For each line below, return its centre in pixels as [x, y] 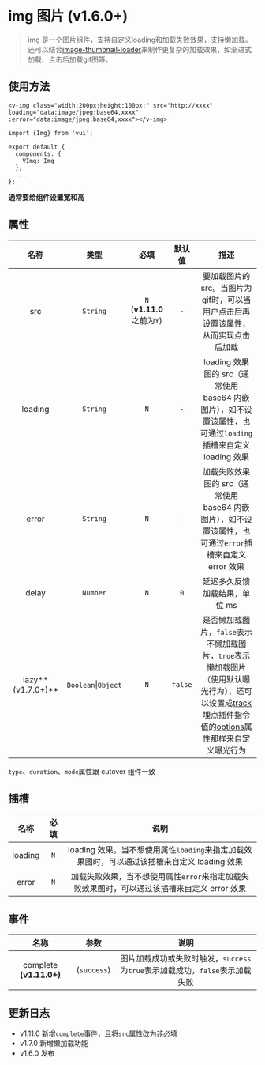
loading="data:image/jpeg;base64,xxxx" [74, 112]
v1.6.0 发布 [37, 1053]
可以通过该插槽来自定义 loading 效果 [175, 862]
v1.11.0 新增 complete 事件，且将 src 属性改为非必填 [98, 1033]
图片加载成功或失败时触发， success [186, 959]
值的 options [222, 727]
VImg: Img [39, 161]
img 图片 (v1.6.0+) [68, 16]
